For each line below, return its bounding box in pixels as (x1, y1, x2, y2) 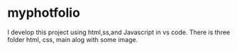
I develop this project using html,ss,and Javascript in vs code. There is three (7, 28, 231, 36)
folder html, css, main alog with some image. (7, 35, 138, 43)
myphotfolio (7, 5, 80, 21)
